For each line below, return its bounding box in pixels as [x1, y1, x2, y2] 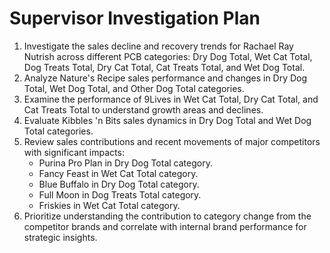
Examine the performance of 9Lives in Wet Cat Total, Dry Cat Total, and [23, 93, 319, 105]
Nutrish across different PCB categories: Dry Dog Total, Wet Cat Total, [23, 50, 313, 62]
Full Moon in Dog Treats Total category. [38, 188, 202, 201]
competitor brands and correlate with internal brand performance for [23, 220, 307, 232]
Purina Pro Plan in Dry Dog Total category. [38, 157, 213, 169]
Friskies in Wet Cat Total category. [38, 199, 181, 211]
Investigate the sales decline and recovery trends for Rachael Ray [23, 40, 294, 52]
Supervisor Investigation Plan [9, 7, 261, 30]
